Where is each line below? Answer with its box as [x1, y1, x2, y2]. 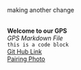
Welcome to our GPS [7, 27, 67, 35]
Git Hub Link [7, 48, 43, 55]
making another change [7, 6, 74, 14]
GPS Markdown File [7, 34, 63, 42]
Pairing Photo [7, 55, 46, 63]
